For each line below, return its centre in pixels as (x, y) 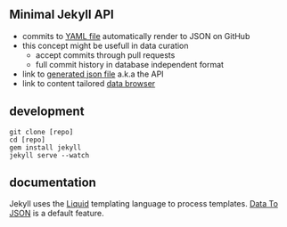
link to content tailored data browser (89, 83)
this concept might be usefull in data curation (105, 45)
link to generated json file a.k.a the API (93, 74)
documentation (53, 183)
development (47, 112)
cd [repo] (28, 140)
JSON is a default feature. (57, 214)
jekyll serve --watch (49, 155)
